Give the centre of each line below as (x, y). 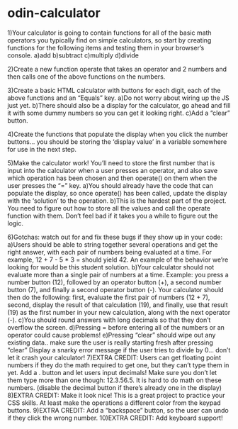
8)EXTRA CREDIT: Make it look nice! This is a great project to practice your (116, 395)
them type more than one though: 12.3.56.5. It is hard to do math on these (114, 380)
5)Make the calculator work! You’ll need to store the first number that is (111, 163)
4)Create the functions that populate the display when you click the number (118, 134)
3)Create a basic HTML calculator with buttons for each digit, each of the (114, 90)
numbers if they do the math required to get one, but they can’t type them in (118, 365)
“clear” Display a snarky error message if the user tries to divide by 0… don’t (119, 350)
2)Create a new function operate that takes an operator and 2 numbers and (117, 69)
